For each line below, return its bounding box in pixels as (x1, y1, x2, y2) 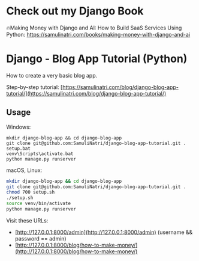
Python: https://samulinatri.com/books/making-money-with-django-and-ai (6, 31, 191, 38)
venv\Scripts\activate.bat (6, 150, 74, 157)
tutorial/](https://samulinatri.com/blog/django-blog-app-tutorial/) (6, 90, 167, 97)
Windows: (6, 123, 31, 130)
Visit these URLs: (6, 216, 49, 224)
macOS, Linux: (6, 167, 43, 174)
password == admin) (14, 235, 67, 242)
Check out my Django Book (6, 4, 144, 18)
